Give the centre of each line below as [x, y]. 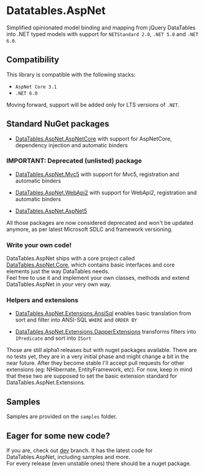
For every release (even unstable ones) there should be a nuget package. [99, 464]
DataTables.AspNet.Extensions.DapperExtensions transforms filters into [106, 332]
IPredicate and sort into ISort [53, 338]
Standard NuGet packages [58, 124]
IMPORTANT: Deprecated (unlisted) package [74, 161]
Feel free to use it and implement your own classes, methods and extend [98, 278]
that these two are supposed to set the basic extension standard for [92, 376]
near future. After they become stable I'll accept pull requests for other [95, 363]
